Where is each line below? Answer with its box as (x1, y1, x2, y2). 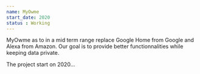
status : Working (6, 20, 50, 26)
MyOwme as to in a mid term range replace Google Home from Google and (6, 37, 195, 44)
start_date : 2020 (6, 14, 50, 20)
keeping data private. (6, 49, 60, 57)
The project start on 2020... (6, 61, 75, 68)
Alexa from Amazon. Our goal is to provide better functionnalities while (6, 43, 184, 50)
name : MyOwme (6, 8, 40, 15)
